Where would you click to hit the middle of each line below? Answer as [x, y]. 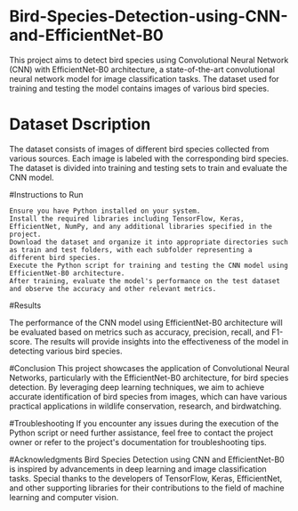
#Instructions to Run [46, 194]
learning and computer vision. [64, 497]
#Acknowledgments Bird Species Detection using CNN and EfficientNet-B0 [147, 459]
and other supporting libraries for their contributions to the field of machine [147, 488]
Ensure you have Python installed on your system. [105, 211]
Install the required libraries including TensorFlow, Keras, [127, 219]
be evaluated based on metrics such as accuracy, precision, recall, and [139, 332]
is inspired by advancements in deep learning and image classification [138, 468]
